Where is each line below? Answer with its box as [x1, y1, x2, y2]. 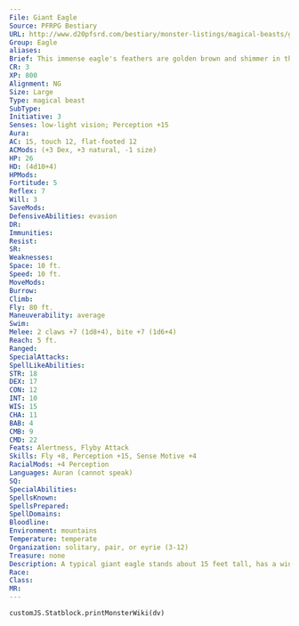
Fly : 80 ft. [9, 303, 53, 312]
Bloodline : [9, 518, 50, 527]
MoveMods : [9, 278, 46, 287]
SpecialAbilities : [9, 484, 77, 494]
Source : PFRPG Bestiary [9, 21, 98, 30]
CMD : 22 [9, 435, 38, 444]
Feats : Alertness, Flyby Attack [9, 443, 129, 452]
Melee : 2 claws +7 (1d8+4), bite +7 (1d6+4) [9, 328, 177, 337]
